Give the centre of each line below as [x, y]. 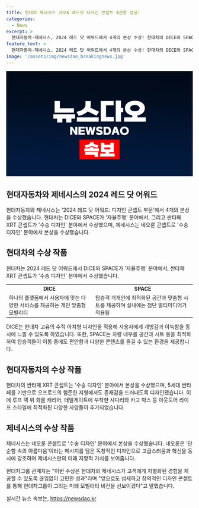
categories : [21, 19]
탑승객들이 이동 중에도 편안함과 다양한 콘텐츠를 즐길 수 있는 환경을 [93, 341]
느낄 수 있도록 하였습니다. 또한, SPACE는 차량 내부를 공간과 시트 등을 [96, 334]
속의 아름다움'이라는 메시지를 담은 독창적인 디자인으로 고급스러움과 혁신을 [102, 451]
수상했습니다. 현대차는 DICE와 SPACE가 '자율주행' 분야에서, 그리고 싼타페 [97, 218]
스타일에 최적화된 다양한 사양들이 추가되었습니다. [68, 407]
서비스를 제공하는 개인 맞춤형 [53, 305]
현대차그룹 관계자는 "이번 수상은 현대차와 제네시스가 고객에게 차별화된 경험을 [94, 471]
